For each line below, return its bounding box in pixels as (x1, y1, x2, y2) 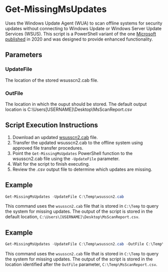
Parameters (5, 51, 42, 59)
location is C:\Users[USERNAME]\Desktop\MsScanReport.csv (5, 106, 132, 112)
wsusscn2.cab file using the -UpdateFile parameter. (12, 156, 120, 162)
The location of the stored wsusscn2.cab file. (5, 77, 98, 83)
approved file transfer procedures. (12, 145, 83, 151)
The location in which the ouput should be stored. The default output (5, 101, 147, 107)
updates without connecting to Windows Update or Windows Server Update (5, 25, 161, 31)
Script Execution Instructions (5, 121, 98, 129)
